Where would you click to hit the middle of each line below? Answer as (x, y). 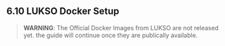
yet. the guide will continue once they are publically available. (110, 35)
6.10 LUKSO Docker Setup (63, 11)
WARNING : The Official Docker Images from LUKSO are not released (121, 27)
